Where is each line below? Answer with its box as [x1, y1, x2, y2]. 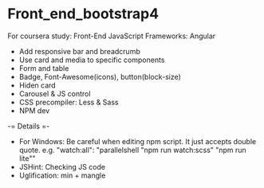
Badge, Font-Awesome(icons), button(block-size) [18, 72, 181, 81]
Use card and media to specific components [18, 55, 165, 65]
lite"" [18, 153, 37, 163]
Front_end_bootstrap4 [7, 5, 160, 23]
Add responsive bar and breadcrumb [18, 46, 140, 56]
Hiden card [18, 80, 57, 90]
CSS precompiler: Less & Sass [18, 97, 119, 107]
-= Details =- [7, 121, 50, 131]
